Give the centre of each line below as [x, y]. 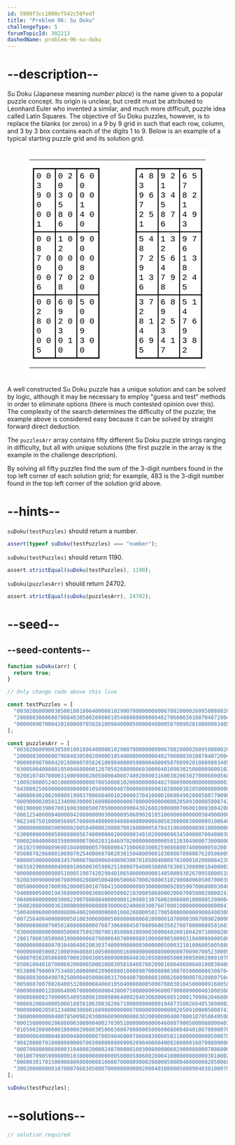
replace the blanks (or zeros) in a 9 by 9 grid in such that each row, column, [116, 124]
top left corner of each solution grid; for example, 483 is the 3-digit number [116, 476]
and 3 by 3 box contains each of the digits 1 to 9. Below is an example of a [114, 131]
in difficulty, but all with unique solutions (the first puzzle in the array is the [115, 447]
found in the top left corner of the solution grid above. [85, 483]
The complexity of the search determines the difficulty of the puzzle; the [112, 412]
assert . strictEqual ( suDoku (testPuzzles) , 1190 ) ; [79, 570]
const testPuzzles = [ [40, 705]
